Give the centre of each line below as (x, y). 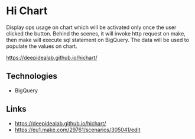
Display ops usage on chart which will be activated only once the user (91, 27)
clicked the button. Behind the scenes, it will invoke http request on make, (96, 33)
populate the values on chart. (42, 46)
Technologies (32, 76)
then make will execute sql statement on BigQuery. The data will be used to (97, 40)
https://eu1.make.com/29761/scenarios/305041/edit (77, 130)
